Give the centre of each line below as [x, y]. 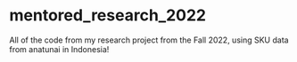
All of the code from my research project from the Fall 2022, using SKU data [149, 40]
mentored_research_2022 [108, 15]
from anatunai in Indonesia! [59, 49]
